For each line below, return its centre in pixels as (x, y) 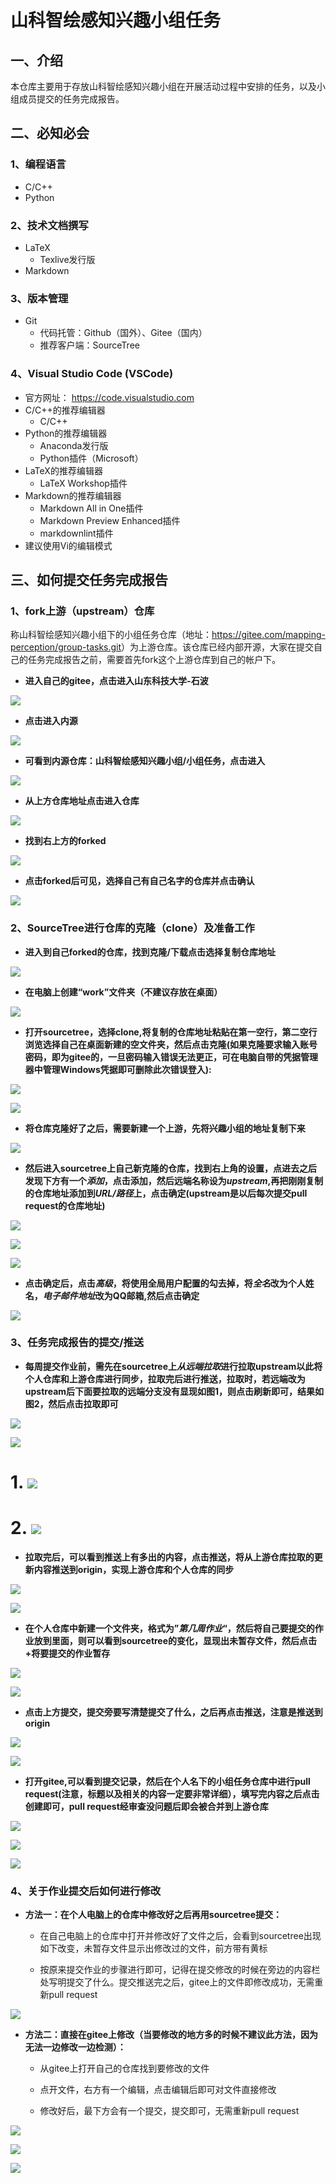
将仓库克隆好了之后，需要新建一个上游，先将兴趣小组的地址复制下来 (165, 1128)
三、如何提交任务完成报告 (89, 579)
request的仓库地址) (65, 1205)
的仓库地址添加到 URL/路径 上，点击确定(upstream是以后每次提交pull (166, 1193)
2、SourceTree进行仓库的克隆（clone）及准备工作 (132, 928)
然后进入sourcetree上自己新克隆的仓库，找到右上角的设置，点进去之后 (171, 1168)
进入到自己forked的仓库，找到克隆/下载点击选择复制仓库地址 (150, 952)
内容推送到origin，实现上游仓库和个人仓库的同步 (134, 1569)
